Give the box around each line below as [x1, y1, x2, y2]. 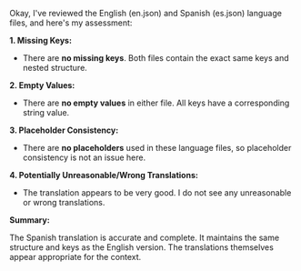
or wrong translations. [22, 197, 105, 207]
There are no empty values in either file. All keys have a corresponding [22, 97, 290, 108]
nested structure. [22, 63, 88, 73]
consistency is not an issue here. [22, 152, 146, 163]
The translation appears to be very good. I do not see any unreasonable [22, 187, 292, 198]
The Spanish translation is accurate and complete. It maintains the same [9, 232, 280, 243]
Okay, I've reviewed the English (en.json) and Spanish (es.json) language [9, 8, 282, 18]
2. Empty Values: [9, 80, 75, 90]
